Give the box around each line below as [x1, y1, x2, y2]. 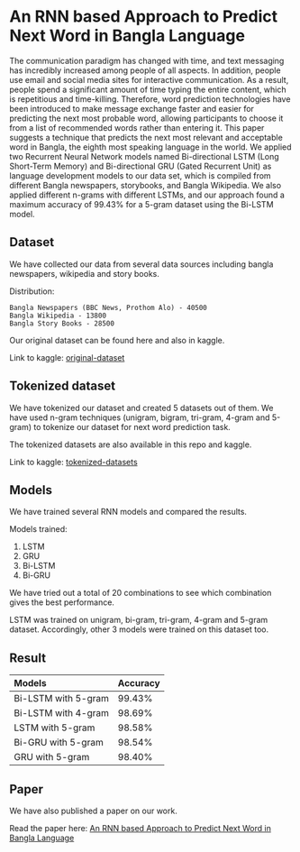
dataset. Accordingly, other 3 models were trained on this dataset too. [9, 624, 268, 635]
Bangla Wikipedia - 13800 [9, 311, 106, 320]
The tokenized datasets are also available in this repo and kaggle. [9, 439, 252, 450]
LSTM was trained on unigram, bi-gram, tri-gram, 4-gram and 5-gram [9, 615, 268, 626]
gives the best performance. [9, 597, 115, 608]
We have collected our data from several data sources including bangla [9, 259, 274, 270]
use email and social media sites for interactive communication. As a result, [9, 74, 289, 85]
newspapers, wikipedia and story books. [9, 268, 160, 279]
